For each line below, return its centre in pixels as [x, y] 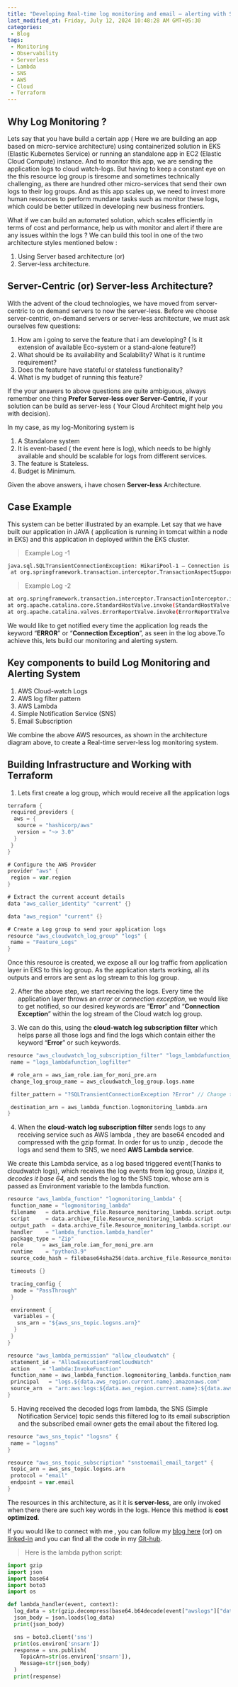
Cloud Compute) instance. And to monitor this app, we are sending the [110, 161]
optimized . [23, 1517]
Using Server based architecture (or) [71, 256]
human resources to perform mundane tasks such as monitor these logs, [113, 198]
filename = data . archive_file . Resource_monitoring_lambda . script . [114, 1212]
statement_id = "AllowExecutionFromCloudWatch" [82, 1362]
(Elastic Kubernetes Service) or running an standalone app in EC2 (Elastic [114, 154]
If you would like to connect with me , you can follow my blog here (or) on [115, 1531]
